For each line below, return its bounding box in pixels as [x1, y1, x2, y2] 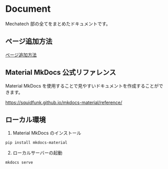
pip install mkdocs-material [5, 140, 68, 145]
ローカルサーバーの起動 [12, 150, 62, 156]
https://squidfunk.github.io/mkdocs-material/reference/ [5, 99, 122, 105]
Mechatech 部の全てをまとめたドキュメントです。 [5, 20, 111, 27]
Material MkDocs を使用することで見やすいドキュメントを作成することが [5, 82, 159, 89]
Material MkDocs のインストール [12, 130, 81, 136]
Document [5, 3, 51, 15]
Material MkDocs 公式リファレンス [5, 68, 116, 77]
